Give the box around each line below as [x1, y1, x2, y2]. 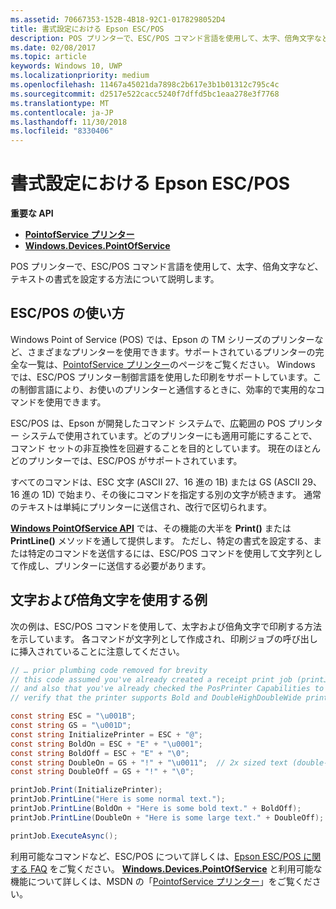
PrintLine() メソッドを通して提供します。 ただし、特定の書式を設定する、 [10, 534, 313, 546]
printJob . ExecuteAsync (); [10, 831, 118, 841]
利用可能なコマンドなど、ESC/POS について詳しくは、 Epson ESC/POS [10, 850, 302, 862]
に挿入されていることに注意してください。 [10, 645, 185, 657]
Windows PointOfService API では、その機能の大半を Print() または [10, 522, 292, 534]
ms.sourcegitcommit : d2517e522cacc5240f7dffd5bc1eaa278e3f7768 [10, 89, 280, 99]
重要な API [10, 207, 54, 220]
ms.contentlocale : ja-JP [10, 107, 114, 118]
